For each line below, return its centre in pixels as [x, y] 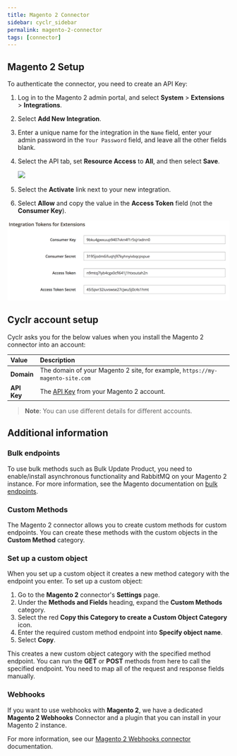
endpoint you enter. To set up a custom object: [75, 581]
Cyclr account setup [53, 320]
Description [57, 360]
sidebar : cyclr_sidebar [42, 22]
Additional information [58, 433]
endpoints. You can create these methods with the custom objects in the [113, 533]
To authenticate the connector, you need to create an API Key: [98, 84]
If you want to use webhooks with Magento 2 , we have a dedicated [105, 710]
